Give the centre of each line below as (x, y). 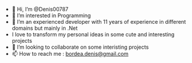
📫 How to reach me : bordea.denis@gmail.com (70, 54)
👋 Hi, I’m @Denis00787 (40, 9)
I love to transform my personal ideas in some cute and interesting (93, 34)
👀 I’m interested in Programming (51, 15)
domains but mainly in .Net (45, 28)
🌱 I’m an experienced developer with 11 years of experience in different (99, 22)
